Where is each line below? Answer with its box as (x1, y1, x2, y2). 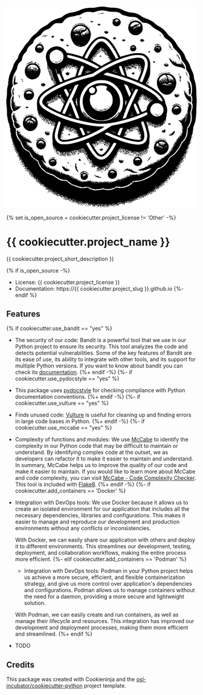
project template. (83, 682, 127, 690)
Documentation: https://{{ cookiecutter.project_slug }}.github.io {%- (14, 285, 184, 292)
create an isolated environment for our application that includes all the (14, 505, 190, 512)
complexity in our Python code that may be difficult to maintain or (14, 442, 178, 450)
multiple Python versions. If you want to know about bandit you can (14, 362, 183, 369)
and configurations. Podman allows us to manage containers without (24, 587, 195, 594)
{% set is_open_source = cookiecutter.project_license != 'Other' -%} (6, 214, 176, 221)
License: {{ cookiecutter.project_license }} (14, 279, 120, 286)
